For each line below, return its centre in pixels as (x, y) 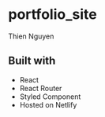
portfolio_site (52, 15)
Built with (32, 61)
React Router (41, 88)
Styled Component (50, 97)
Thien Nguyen (31, 36)
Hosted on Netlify (48, 104)
